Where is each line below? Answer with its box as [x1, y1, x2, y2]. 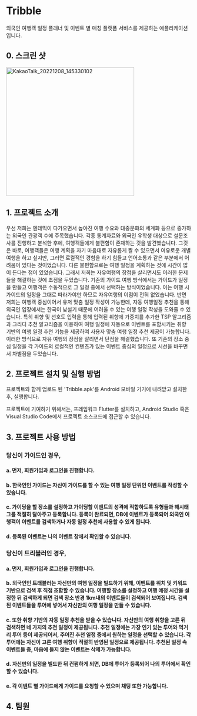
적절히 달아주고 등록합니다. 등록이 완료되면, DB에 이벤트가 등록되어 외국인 [16, 511, 184, 518]
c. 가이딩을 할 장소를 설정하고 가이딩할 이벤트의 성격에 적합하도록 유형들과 [6, 503, 173, 510]
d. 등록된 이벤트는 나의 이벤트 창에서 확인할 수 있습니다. [6, 533, 132, 540]
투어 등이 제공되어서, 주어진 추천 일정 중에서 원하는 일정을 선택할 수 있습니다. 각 [12, 631, 191, 638]
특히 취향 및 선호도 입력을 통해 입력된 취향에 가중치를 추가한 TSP [23, 313, 171, 320]
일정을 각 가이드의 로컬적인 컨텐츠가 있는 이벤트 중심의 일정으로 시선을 [12, 343, 172, 350]
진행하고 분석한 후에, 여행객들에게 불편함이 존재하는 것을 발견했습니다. [16, 239, 178, 246]
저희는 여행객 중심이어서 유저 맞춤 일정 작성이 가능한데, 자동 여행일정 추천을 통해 [6, 298, 190, 305]
